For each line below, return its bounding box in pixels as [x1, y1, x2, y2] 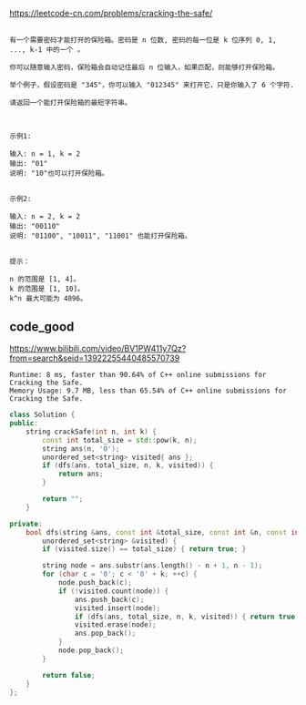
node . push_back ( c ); [57, 578, 132, 587]
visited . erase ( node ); [74, 620, 157, 629]
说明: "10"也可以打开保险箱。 [9, 169, 109, 179]
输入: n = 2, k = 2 [9, 212, 81, 221]
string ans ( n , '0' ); [42, 444, 120, 454]
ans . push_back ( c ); [74, 595, 145, 604]
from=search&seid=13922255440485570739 [9, 352, 180, 363]
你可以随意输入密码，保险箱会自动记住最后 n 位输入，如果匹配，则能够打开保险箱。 [9, 63, 280, 72]
